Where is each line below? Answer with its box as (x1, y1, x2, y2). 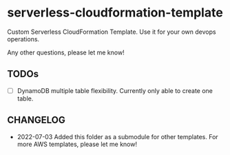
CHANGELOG (7, 114, 65, 126)
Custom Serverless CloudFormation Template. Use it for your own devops (7, 28, 216, 36)
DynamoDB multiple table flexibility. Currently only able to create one (17, 86, 213, 94)
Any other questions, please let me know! (7, 48, 125, 56)
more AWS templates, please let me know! (17, 140, 138, 148)
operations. (7, 34, 40, 43)
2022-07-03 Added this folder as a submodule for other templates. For (17, 132, 218, 141)
